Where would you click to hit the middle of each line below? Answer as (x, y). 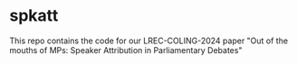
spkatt (34, 16)
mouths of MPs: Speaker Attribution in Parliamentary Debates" (126, 50)
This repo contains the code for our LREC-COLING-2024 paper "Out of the (148, 41)
